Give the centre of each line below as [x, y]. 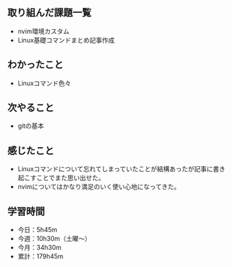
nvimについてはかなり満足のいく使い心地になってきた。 [99, 187]
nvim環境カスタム [43, 31]
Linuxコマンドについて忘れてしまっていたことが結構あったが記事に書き [121, 169]
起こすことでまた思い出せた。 [61, 178]
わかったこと [35, 65]
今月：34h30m [39, 248]
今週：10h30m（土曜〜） [54, 239]
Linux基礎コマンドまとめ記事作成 [66, 40]
